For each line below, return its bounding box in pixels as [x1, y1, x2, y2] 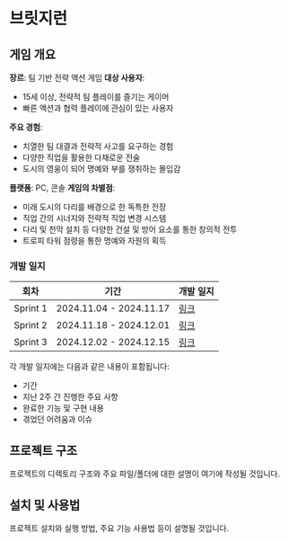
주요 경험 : [9, 122, 43, 132]
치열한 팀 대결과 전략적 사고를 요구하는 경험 [22, 141, 174, 151]
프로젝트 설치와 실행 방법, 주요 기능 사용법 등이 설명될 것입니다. [9, 522, 230, 533]
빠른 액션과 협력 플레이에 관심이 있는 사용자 [22, 102, 174, 113]
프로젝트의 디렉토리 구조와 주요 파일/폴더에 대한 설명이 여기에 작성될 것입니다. [9, 468, 281, 479]
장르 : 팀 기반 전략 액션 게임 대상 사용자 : [9, 73, 145, 83]
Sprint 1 [13, 302, 48, 315]
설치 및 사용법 [9, 497, 81, 512]
